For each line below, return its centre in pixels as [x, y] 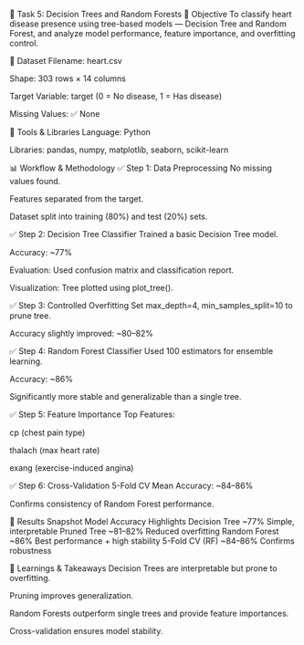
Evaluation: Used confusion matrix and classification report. [122, 270]
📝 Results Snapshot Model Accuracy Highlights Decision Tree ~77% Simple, [152, 521]
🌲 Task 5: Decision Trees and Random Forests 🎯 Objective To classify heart [151, 14]
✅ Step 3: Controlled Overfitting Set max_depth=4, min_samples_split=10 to [152, 305]
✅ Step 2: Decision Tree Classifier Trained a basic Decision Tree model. [144, 234]
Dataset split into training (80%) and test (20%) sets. [109, 216]
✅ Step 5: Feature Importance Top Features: [92, 414]
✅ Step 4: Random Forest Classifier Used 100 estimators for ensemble [142, 351]
